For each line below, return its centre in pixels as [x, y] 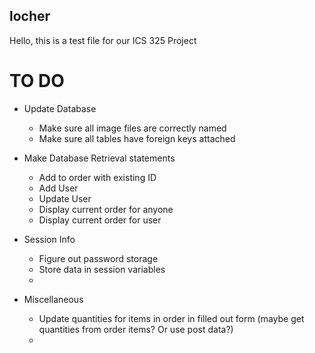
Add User [58, 188]
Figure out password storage [98, 258]
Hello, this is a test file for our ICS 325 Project [103, 40]
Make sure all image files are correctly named [132, 128]
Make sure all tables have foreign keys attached [137, 138]
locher [30, 16]
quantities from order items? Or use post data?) [136, 329]
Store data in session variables [102, 269]
